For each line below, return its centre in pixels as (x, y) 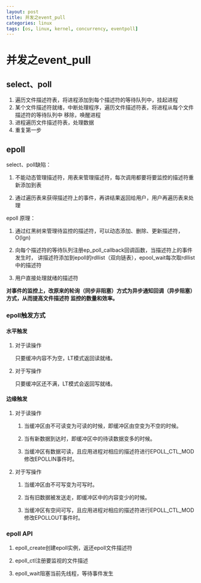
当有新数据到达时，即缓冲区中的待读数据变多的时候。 (90, 439)
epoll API (19, 534)
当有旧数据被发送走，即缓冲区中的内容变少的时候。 (87, 497)
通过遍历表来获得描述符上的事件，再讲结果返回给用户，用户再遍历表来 (102, 198)
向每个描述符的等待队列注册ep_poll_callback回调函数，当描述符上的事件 (104, 250)
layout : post (22, 12)
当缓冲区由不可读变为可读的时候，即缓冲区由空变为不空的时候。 (103, 426)
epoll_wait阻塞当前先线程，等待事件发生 (64, 573)
